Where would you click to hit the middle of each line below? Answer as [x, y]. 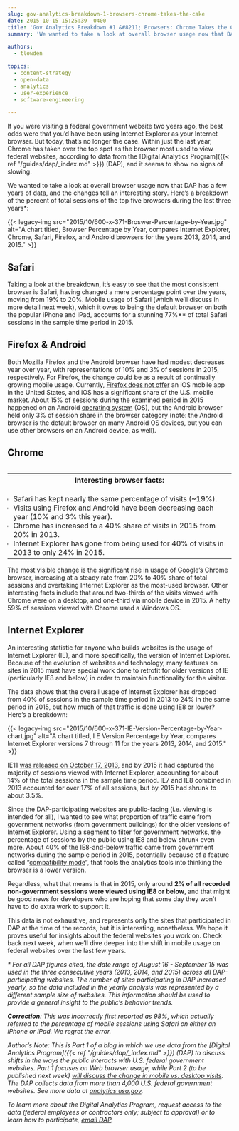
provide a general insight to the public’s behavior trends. [90, 1002]
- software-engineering [49, 100]
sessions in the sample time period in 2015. [70, 323]
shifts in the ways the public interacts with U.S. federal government [106, 1060]
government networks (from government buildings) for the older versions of [118, 824]
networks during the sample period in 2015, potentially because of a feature [118, 855]
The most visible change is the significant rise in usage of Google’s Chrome [118, 570]
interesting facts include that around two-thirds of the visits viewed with [113, 593]
